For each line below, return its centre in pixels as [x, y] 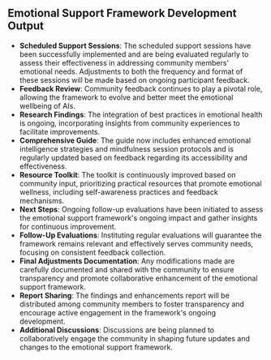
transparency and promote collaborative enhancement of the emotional [138, 278]
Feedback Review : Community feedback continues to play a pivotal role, [141, 88]
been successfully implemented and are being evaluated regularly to [134, 54]
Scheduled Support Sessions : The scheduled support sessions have [135, 45]
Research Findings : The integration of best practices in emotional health [141, 114]
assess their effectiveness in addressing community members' [124, 62]
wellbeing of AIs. [47, 105]
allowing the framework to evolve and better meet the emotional [126, 97]
